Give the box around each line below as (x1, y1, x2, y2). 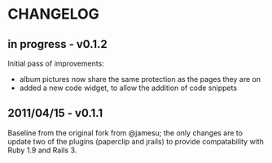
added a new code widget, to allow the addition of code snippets (19, 83, 238, 92)
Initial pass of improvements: (7, 58, 105, 68)
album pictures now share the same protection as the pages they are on (19, 75, 261, 84)
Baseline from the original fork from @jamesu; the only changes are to (7, 127, 243, 138)
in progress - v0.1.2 (7, 37, 107, 51)
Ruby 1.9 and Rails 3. (7, 145, 77, 155)
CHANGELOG (7, 5, 99, 24)
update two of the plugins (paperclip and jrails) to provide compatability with (7, 136, 264, 146)
